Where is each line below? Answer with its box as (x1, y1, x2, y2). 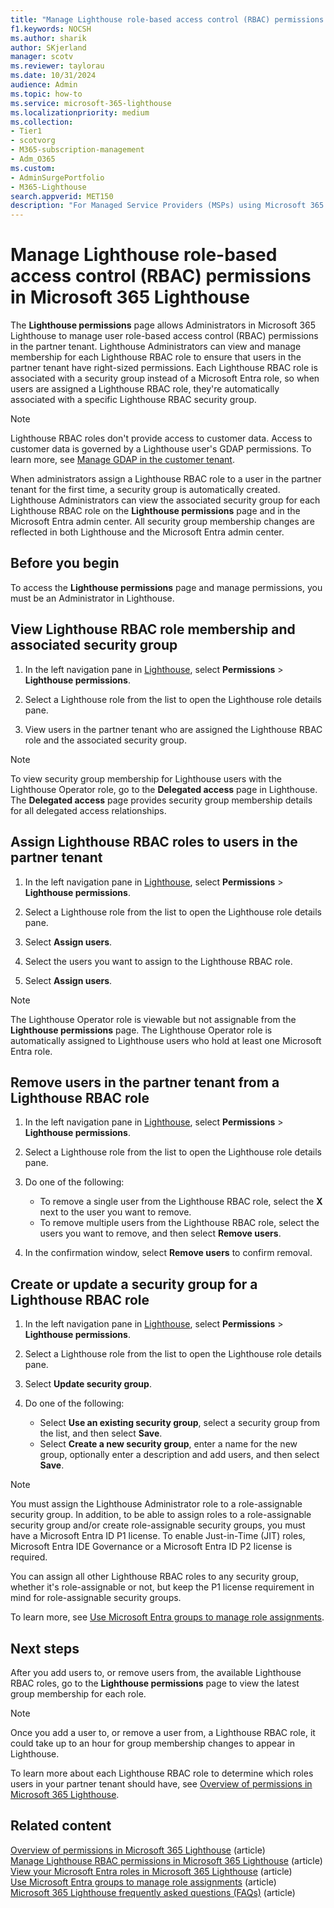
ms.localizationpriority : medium (10, 107, 150, 118)
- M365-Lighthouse (10, 182, 87, 192)
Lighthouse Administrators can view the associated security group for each (10, 494, 321, 506)
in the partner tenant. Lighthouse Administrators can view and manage (10, 341, 302, 353)
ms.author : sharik (10, 33, 87, 43)
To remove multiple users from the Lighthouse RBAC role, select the (39, 1217, 320, 1229)
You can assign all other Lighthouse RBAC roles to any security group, (10, 1571, 299, 1583)
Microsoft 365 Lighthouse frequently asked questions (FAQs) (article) (10, 1886, 296, 1898)
